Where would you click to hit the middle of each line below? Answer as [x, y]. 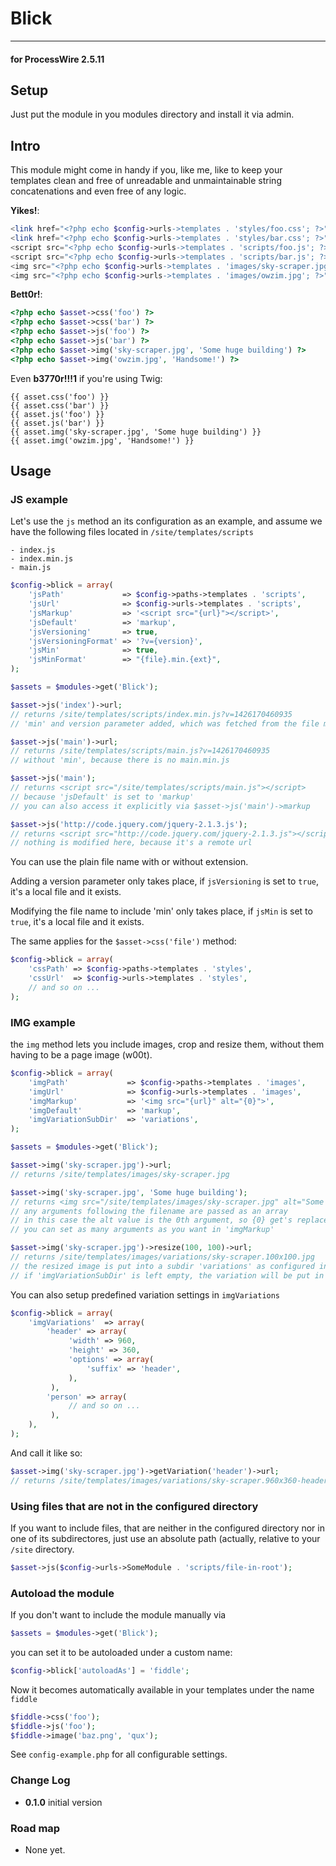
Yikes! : [25, 211]
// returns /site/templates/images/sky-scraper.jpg [120, 1174]
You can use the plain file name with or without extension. [129, 862]
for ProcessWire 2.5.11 [57, 59]
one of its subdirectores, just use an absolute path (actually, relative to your [165, 1538]
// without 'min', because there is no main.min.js [120, 760]
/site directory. [42, 1549]
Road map [35, 1828]
